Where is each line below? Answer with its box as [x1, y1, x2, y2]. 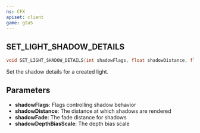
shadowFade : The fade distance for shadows [14, 113, 127, 121]
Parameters [6, 85, 51, 96]
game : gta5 [6, 20, 33, 26]
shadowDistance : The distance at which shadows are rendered [14, 107, 171, 115]
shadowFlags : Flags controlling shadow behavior [14, 101, 136, 108]
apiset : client [6, 14, 44, 20]
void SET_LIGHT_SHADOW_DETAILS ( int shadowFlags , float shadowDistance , [6, 58, 187, 64]
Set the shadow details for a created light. [6, 68, 109, 75]
